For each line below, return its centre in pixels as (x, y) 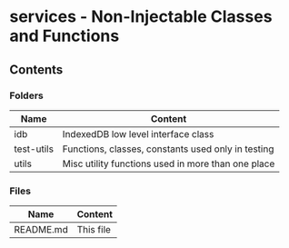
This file (94, 230)
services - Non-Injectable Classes (141, 17)
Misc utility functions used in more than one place (169, 164)
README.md (41, 230)
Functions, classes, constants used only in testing (168, 149)
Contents (36, 69)
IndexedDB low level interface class (138, 134)
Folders (26, 95)
